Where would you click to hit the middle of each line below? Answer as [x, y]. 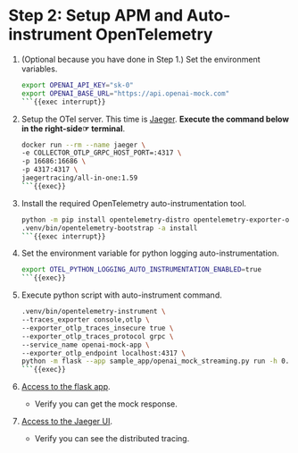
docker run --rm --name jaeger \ [83, 145]
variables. [39, 69]
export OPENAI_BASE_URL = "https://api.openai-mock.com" [125, 93]
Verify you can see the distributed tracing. [112, 439]
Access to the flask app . [66, 387]
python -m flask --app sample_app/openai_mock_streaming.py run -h [149, 361]
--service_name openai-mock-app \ [85, 345]
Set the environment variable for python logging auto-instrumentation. [150, 253]
